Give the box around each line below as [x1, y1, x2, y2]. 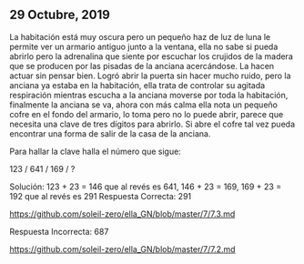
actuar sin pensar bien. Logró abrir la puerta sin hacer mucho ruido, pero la [9, 70, 291, 81]
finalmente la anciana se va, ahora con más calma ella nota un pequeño [9, 99, 278, 110]
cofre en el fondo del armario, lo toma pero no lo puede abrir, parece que [9, 108, 284, 119]
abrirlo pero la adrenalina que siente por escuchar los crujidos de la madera [9, 50, 293, 62]
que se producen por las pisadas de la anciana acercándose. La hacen [9, 60, 275, 71]
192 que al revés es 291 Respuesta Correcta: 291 [9, 190, 192, 201]
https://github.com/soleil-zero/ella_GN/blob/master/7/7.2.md [9, 243, 236, 254]
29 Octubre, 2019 [9, 7, 111, 23]
